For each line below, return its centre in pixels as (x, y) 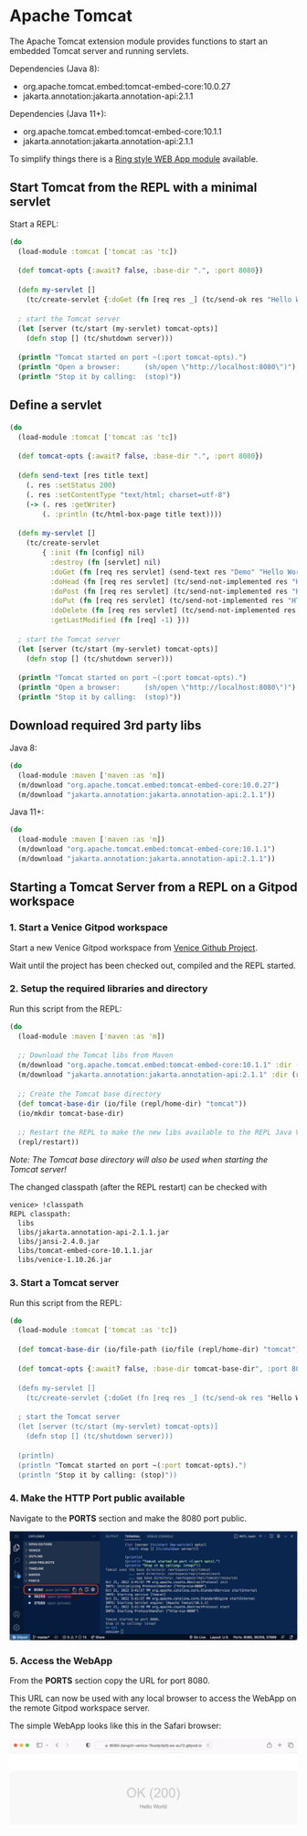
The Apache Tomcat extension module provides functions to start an (138, 41)
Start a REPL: (34, 224)
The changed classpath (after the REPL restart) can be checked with (138, 1187)
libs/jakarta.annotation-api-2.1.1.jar (94, 1233)
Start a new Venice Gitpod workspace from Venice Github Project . (134, 948)
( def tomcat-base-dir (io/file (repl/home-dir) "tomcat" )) (132, 1104)
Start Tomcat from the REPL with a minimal (133, 188)
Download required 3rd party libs (106, 726)
